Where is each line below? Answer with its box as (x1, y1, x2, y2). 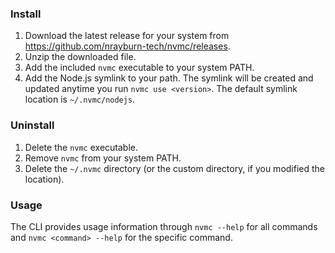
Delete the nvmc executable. (24, 141, 138, 153)
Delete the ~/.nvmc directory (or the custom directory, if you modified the (24, 162, 326, 174)
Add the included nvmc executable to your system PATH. (24, 62, 255, 74)
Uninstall (10, 118, 55, 132)
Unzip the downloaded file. (24, 51, 137, 63)
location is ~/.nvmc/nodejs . (24, 93, 136, 106)
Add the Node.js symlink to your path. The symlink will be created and (24, 72, 314, 84)
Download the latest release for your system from (24, 30, 230, 42)
